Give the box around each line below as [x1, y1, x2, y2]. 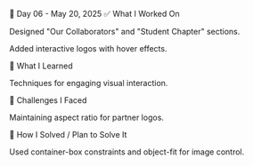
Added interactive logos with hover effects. [9, 43, 167, 53]
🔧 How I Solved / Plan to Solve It [9, 130, 127, 139]
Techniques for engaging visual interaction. [9, 78, 168, 88]
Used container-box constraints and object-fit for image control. [9, 146, 245, 157]
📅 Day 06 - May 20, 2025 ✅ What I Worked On [9, 9, 180, 19]
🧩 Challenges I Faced [9, 95, 87, 106]
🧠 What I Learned [9, 60, 73, 71]
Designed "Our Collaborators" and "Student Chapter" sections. [9, 27, 241, 36]
